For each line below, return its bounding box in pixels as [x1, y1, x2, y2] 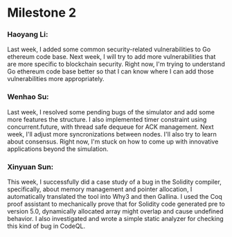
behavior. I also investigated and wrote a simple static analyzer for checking [7, 215, 224, 223]
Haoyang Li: [7, 30, 48, 39]
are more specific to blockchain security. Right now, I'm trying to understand [7, 60, 225, 69]
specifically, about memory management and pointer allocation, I [7, 185, 193, 193]
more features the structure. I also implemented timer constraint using [7, 115, 207, 123]
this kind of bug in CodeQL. [7, 222, 85, 230]
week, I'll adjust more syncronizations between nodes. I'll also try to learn [7, 130, 217, 138]
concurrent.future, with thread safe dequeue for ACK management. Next [7, 123, 214, 131]
